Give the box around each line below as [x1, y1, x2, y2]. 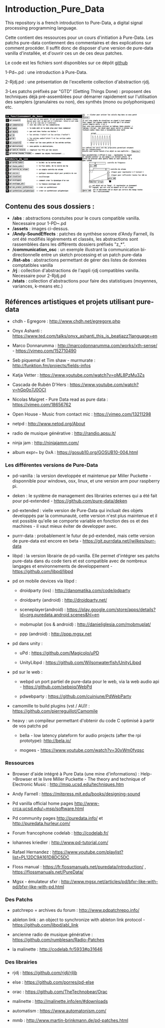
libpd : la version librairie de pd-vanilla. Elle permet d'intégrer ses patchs [12, 553, 160, 559]
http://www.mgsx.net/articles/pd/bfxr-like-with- [61, 878, 159, 884]
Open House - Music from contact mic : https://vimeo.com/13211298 [12, 411, 151, 417]
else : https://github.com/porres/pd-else [12, 979, 95, 985]
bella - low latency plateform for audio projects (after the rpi [19, 733, 141, 739]
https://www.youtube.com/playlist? [52, 849, 124, 855]
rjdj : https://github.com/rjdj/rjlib [12, 970, 77, 976]
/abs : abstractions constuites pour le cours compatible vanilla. [12, 215, 140, 221]
